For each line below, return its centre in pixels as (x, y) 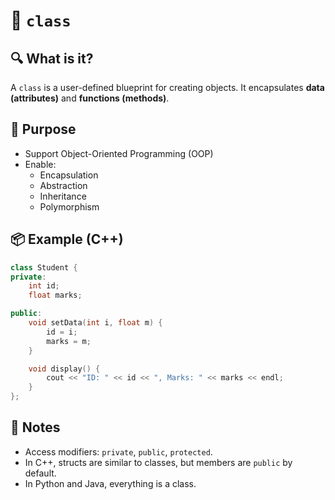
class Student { (44, 267)
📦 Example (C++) (67, 239)
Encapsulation (69, 175)
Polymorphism (69, 206)
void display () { (64, 369)
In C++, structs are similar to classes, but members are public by (158, 462)
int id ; (44, 286)
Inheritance (63, 196)
